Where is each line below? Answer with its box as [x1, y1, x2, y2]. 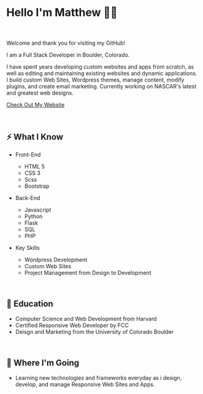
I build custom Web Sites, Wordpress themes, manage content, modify [6, 76, 185, 83]
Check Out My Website [6, 101, 65, 109]
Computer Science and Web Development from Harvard [15, 315, 157, 322]
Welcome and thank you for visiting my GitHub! [6, 39, 126, 47]
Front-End [15, 150, 41, 158]
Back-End [15, 194, 40, 201]
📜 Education [6, 299, 53, 309]
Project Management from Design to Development [24, 269, 151, 276]
